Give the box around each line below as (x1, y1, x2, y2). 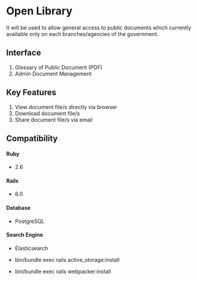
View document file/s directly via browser (14, 103, 118, 110)
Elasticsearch (14, 244, 48, 252)
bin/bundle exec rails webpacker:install (14, 268, 112, 275)
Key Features (6, 87, 57, 98)
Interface (6, 48, 41, 58)
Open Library (6, 4, 73, 18)
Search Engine (6, 231, 44, 238)
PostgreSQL (14, 217, 45, 225)
